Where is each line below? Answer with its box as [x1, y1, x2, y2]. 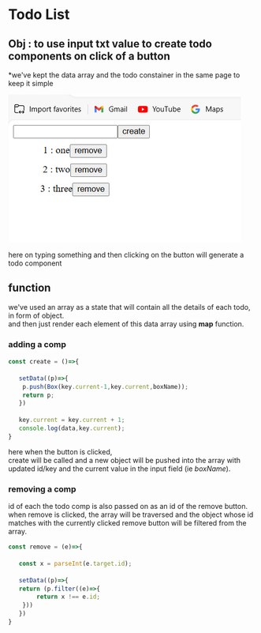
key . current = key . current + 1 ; [18, 416, 125, 424]
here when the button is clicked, [8, 446, 113, 456]
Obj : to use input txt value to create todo [8, 37, 213, 51]
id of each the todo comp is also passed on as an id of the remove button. [8, 502, 248, 511]
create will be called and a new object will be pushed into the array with [8, 455, 241, 465]
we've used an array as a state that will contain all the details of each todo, [8, 302, 251, 311]
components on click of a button [8, 49, 171, 62]
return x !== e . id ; [36, 593, 101, 601]
